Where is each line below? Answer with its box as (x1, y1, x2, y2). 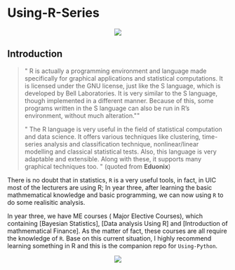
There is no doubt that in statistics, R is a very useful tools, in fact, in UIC (7, 175, 216, 184)
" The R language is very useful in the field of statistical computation (24, 125, 222, 133)
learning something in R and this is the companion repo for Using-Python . (7, 241, 218, 250)
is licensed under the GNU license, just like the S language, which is (24, 81, 221, 90)
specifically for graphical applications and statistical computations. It (24, 74, 223, 82)
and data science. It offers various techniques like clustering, (24, 132, 201, 141)
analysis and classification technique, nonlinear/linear (43, 140, 199, 148)
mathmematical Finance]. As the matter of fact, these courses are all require (7, 227, 227, 235)
